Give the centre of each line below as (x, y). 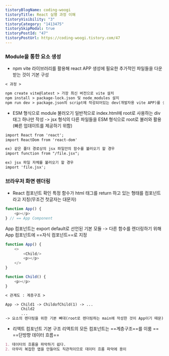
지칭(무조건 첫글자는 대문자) (49, 199)
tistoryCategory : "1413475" (35, 24)
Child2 (28, 309)
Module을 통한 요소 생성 (33, 56)
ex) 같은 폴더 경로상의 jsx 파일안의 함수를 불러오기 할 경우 (60, 149)
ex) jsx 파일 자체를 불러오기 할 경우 (39, 163)
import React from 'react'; (35, 135)
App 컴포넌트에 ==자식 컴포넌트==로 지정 (46, 235)
